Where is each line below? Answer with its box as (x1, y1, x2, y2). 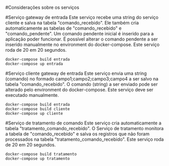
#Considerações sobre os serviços (5, 5, 80, 10)
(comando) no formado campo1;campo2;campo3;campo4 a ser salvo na (5, 76, 159, 81)
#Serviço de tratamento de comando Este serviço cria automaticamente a (5, 120, 162, 126)
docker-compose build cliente (5, 107, 70, 112)
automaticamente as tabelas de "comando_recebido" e (5, 25, 122, 31)
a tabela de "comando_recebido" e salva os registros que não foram (5, 131, 150, 137)
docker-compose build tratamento (5, 152, 77, 157)
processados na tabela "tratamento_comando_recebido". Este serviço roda (5, 136, 164, 142)
